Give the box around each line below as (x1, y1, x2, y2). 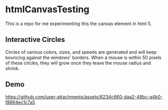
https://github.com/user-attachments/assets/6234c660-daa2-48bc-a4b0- (5, 94, 163, 100)
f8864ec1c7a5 (5, 99, 36, 105)
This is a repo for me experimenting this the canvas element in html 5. (5, 20, 152, 27)
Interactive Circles (5, 35, 65, 44)
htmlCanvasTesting (5, 4, 89, 15)
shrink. (5, 65, 20, 71)
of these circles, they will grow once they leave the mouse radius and (5, 60, 151, 66)
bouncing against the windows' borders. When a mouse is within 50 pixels (5, 54, 162, 60)
